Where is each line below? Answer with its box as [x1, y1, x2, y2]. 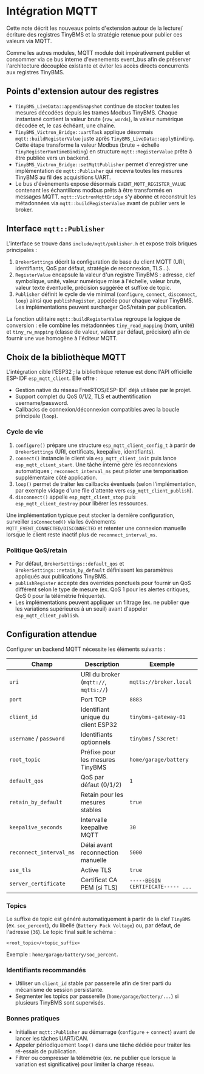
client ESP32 [80, 720, 117, 729]
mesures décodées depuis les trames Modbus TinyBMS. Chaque [15, 108, 178, 116]
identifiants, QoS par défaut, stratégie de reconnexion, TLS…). [15, 264, 171, 272]
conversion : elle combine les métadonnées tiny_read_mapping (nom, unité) [6, 321, 195, 329]
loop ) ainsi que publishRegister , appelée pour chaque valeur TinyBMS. [15, 297, 194, 304]
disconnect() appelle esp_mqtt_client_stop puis [15, 493, 136, 500]
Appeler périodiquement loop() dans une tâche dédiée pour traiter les [15, 1041, 191, 1048]
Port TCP [80, 695, 107, 704]
